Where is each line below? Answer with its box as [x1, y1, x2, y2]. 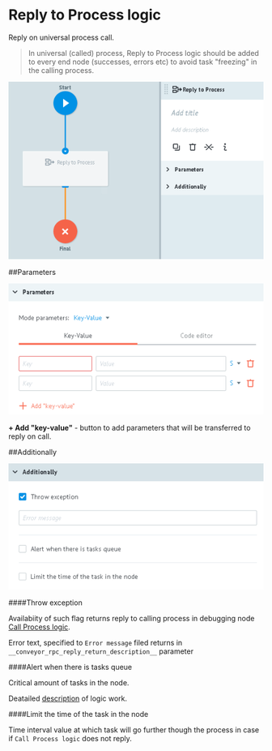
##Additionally [8, 447, 57, 457]
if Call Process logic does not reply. [8, 733, 132, 743]
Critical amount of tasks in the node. [8, 677, 130, 687]
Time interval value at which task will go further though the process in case [8, 724, 260, 735]
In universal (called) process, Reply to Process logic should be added [28, 48, 259, 58]
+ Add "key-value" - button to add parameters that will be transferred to [8, 423, 251, 432]
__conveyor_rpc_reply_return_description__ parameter [8, 646, 194, 656]
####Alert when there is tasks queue [8, 662, 133, 672]
